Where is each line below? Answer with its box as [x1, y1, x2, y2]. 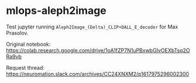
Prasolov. [6, 29, 29, 36]
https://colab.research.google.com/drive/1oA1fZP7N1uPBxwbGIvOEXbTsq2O [6, 46, 190, 53]
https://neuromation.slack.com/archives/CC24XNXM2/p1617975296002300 [6, 70, 189, 77]
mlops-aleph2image [6, 4, 106, 17]
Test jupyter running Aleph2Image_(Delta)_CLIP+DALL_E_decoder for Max [6, 23, 178, 30]
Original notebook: [6, 41, 51, 48]
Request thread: [6, 64, 45, 71]
